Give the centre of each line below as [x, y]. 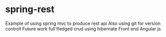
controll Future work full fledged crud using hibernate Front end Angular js [83, 28]
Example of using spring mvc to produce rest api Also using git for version [83, 23]
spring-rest [30, 9]
